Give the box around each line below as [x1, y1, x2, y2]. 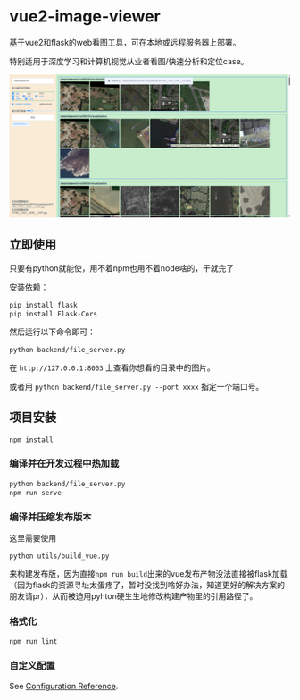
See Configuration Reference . [9, 680, 119, 691]
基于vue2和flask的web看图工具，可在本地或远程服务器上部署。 [9, 37, 241, 47]
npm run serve [9, 488, 62, 497]
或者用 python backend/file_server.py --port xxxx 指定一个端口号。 [9, 381, 264, 392]
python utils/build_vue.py [9, 552, 110, 561]
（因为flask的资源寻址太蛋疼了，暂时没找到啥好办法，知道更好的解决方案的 [9, 579, 286, 591]
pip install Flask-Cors [9, 309, 98, 318]
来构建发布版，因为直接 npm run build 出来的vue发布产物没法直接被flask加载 [9, 569, 288, 579]
